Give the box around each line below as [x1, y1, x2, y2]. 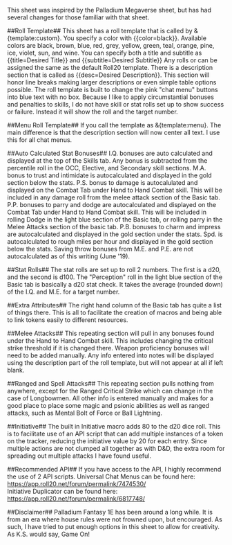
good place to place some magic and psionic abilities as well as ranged [7, 402, 209, 409]
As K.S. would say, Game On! [7, 530, 90, 538]
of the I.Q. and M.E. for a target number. [7, 287, 120, 296]
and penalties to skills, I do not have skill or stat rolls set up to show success [7, 100, 224, 108]
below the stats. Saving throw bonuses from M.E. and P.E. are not [7, 245, 193, 253]
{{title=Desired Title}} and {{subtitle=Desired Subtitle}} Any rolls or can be [7, 56, 217, 64]
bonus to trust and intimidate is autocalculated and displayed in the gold [7, 171, 212, 179]
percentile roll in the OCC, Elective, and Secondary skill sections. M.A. [7, 164, 206, 172]
